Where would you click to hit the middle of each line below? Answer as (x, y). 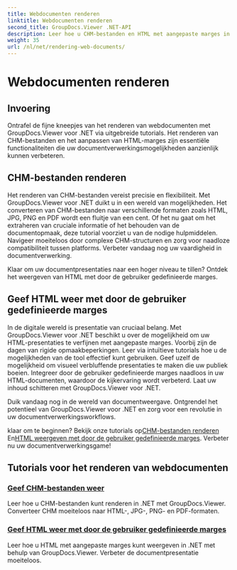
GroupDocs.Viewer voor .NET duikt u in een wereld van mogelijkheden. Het (117, 203)
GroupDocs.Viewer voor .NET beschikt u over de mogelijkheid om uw (109, 335)
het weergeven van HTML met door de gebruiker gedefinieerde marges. (113, 276)
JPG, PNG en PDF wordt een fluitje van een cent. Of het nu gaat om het (111, 217)
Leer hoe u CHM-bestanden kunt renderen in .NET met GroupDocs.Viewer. (117, 504)
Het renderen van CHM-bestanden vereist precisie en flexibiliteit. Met (109, 195)
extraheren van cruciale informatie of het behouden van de (93, 225)
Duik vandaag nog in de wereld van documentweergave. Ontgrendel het (112, 402)
